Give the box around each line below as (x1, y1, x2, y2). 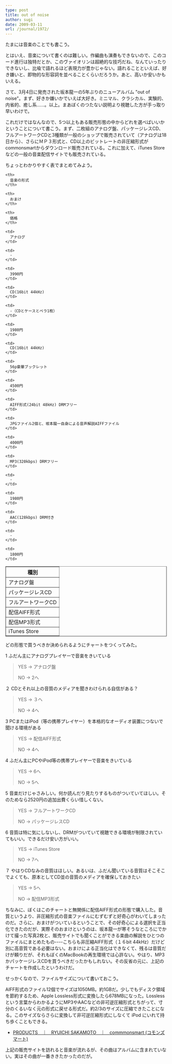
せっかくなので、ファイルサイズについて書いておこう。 (5, 976, 121, 982)
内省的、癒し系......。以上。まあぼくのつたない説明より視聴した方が (5, 102, 147, 108)
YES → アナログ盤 (17, 664, 56, 670)
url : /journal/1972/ (5, 27, 50, 32)
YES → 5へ (17, 885, 41, 891)
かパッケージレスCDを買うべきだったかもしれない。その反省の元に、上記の (5, 958, 164, 964)
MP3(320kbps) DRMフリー (10, 459, 58, 464)
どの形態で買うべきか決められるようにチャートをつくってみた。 (5, 642, 140, 648)
